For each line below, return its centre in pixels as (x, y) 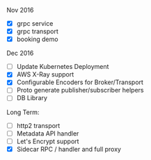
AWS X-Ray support (45, 74)
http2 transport (38, 125)
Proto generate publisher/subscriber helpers (80, 90)
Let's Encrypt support (48, 141)
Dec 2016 (20, 53)
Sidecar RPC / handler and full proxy (69, 149)
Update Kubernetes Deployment (63, 67)
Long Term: (23, 112)
